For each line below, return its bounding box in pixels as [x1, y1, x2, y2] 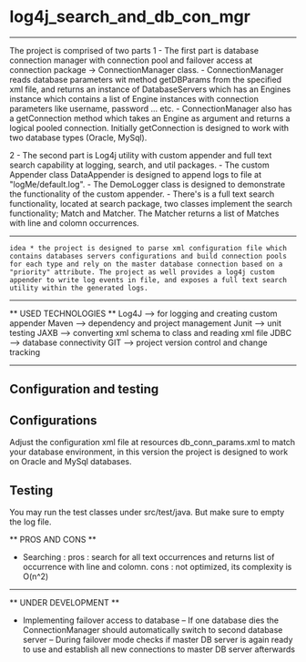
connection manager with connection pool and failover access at [9, 55, 253, 66]
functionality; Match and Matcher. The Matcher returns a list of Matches [9, 208, 280, 219]
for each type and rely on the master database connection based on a [9, 260, 283, 269]
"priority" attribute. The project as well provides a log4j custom [9, 267, 275, 277]
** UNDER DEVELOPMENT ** [9, 596, 120, 607]
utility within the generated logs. [9, 283, 148, 292]
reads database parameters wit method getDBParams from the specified [9, 74, 282, 85]
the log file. [9, 516, 52, 527]
